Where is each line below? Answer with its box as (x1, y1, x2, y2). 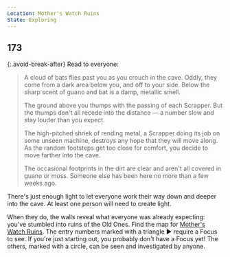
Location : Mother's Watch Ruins (7, 10, 100, 17)
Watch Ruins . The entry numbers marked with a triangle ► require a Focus (7, 227, 218, 236)
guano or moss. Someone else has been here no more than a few (23, 172, 209, 180)
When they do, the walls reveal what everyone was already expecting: (7, 213, 205, 221)
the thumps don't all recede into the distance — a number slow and (23, 109, 214, 117)
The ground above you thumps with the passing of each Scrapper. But (23, 101, 223, 110)
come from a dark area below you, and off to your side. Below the (23, 80, 210, 89)
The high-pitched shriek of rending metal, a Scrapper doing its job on (23, 129, 220, 137)
